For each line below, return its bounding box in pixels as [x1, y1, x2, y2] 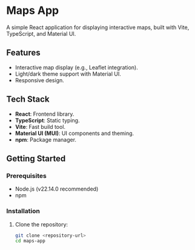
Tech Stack [6, 94, 50, 105]
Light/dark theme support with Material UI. [15, 70, 121, 77]
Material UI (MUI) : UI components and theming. [15, 130, 134, 137]
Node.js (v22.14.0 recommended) [15, 185, 99, 192]
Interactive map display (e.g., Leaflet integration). [15, 64, 138, 71]
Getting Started [6, 153, 66, 163]
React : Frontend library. [15, 110, 74, 117]
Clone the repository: [15, 220, 68, 228]
